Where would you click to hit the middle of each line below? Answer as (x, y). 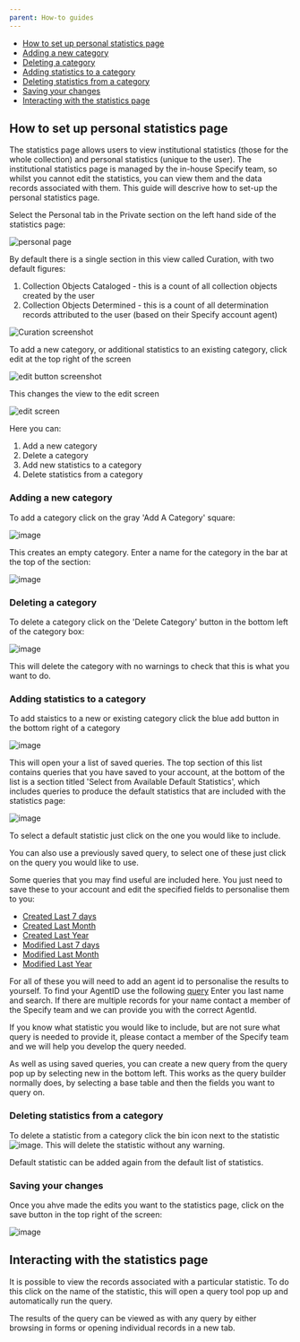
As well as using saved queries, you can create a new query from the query (149, 1064)
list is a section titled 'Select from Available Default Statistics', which (135, 782)
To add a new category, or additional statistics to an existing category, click (148, 350)
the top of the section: (50, 562)
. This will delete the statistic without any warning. (133, 1145)
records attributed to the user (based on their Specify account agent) (150, 315)
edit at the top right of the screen (70, 359)
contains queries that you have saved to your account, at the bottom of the (147, 772)
